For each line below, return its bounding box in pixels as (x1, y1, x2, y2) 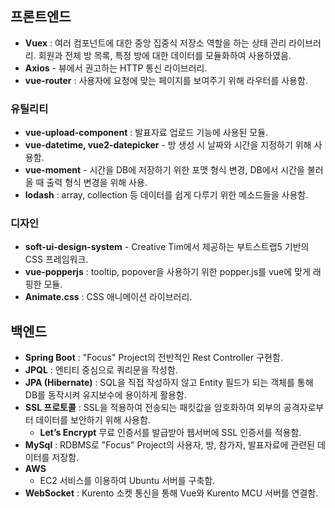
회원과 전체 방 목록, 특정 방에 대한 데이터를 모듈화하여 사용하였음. (38, 49, 292, 61)
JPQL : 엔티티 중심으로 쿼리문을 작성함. (24, 364, 178, 376)
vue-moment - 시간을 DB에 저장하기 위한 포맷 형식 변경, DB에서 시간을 (24, 164, 305, 176)
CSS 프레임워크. (24, 253, 89, 266)
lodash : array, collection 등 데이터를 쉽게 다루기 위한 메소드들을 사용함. (24, 189, 309, 201)
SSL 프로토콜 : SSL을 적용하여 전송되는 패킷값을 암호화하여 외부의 (24, 402, 282, 414)
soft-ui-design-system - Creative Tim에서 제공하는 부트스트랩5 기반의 (24, 241, 310, 253)
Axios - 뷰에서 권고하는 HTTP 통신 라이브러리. (24, 62, 208, 74)
